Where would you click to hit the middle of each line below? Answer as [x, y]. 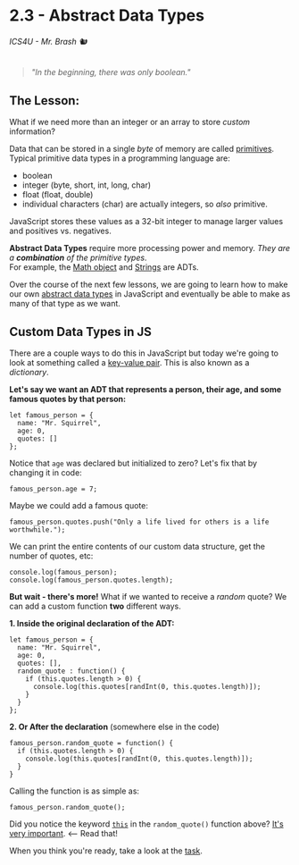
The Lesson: [45, 101]
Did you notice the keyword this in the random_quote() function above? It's [146, 824]
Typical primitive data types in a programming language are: [120, 158]
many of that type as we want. [65, 304]
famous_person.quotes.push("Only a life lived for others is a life [139, 522]
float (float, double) [58, 195]
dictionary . [29, 373]
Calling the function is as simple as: [75, 791]
